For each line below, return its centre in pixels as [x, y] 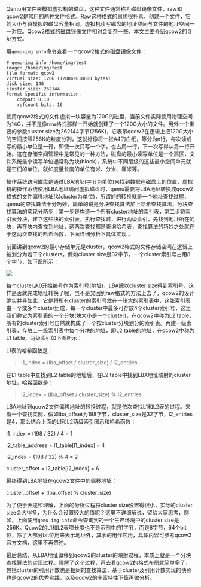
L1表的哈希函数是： [30, 351]
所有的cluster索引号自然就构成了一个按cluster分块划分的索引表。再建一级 [96, 323]
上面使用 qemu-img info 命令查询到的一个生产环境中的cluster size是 [98, 520]
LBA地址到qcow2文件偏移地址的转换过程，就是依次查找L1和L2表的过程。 [96, 407]
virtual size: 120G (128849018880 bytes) [59, 78]
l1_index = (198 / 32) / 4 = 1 [39, 434]
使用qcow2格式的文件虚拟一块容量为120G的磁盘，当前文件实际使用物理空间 [100, 116]
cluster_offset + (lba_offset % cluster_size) [59, 493]
